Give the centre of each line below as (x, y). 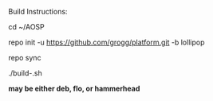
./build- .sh (25, 73)
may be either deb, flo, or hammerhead (74, 88)
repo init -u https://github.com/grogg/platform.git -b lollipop (106, 42)
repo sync (25, 58)
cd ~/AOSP (27, 27)
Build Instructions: (38, 12)
